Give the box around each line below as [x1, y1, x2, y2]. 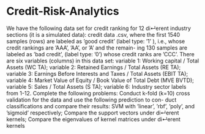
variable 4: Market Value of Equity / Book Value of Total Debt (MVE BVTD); [6, 76, 195, 84]
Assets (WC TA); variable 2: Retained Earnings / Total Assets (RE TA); [6, 63, 181, 71]
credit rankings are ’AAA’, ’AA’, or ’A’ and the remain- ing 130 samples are [6, 44, 188, 51]
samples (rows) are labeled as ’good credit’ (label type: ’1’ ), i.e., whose [6, 37, 185, 45]
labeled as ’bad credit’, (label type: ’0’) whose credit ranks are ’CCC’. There [6, 50, 195, 58]
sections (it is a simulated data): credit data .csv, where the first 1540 [6, 31, 181, 38]
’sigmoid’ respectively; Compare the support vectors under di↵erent [6, 109, 179, 116]
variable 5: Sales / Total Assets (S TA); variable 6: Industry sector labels [6, 83, 187, 90]
